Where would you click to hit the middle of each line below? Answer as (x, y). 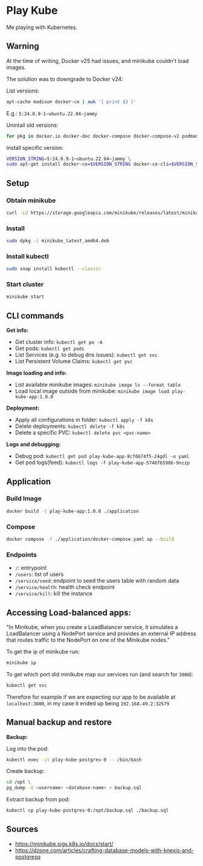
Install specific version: (35, 147)
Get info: (18, 331)
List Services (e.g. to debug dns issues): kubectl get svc (86, 355)
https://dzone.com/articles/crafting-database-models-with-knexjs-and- (105, 850)
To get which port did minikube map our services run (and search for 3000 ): (100, 674)
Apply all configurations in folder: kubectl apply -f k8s (84, 420)
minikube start (25, 297)
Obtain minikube (31, 200)
